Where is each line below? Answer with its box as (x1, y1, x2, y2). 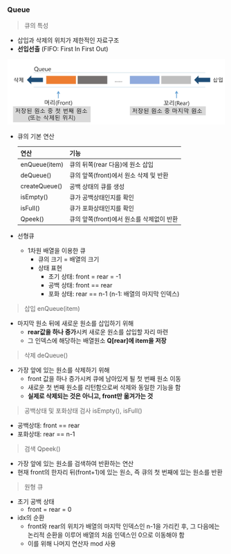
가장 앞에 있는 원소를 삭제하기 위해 (17, 366, 110, 374)
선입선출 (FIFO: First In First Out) (17, 45, 109, 53)
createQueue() (20, 182, 63, 190)
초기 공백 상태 (17, 497, 55, 506)
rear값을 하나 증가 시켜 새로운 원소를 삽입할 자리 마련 (27, 328, 169, 336)
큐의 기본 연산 (17, 132, 55, 141)
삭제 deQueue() (24, 351, 68, 359)
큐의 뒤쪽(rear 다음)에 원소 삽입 (69, 161, 154, 169)
